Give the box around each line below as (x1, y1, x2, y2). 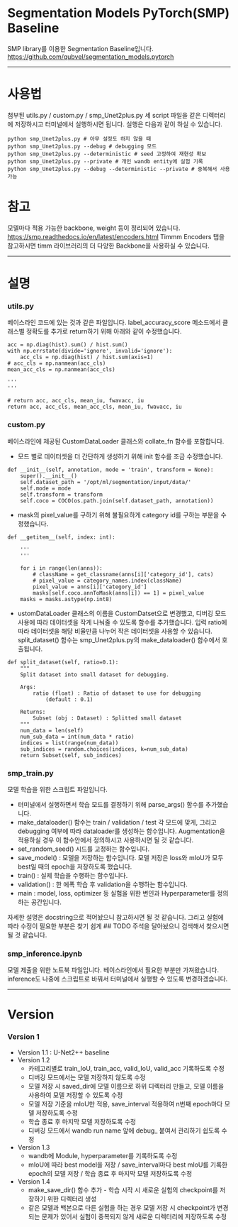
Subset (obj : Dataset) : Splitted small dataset (33, 715, 182, 722)
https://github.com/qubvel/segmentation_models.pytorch (7, 52, 174, 61)
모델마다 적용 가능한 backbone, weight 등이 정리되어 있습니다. (7, 224, 181, 232)
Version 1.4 (17, 1177, 51, 1186)
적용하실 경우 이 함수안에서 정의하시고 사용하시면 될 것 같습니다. (17, 835, 193, 844)
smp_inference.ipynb (7, 949, 83, 959)
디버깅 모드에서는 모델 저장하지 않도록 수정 (28, 1073, 147, 1082)
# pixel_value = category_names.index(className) (33, 577, 182, 584)
